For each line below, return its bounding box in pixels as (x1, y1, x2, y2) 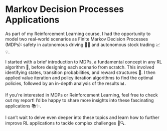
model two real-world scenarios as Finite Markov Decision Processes (5, 36, 148, 42)
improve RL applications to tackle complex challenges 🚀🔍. (5, 120, 126, 126)
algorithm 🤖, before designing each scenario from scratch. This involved (5, 64, 154, 70)
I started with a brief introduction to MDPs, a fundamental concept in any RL (5, 58, 162, 64)
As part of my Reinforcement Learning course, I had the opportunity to (5, 30, 151, 36)
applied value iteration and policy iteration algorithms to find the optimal (5, 74, 154, 80)
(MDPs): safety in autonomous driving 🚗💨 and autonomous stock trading (5, 41, 155, 47)
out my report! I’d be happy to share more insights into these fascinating (5, 97, 154, 103)
